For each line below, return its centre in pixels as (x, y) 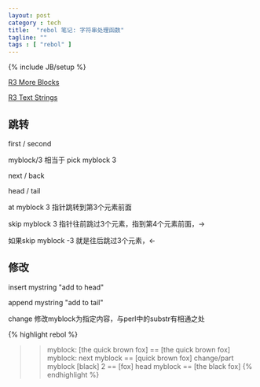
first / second (30, 143)
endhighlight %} (73, 374)
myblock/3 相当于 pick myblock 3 (62, 160)
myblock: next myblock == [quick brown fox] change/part (140, 358)
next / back (26, 175)
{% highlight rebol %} (43, 334)
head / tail (24, 190)
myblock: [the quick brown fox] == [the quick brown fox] (138, 349)
